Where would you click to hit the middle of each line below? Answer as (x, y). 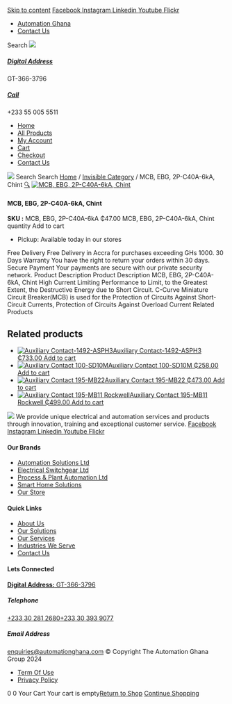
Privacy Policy (38, 680)
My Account (35, 140)
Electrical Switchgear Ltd (53, 470)
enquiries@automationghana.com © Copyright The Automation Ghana (108, 651)
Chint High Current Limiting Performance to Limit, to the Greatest (115, 283)
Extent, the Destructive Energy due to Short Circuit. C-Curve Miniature (108, 290)
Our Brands (24, 447)
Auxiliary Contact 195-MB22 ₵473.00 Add (165, 380)
